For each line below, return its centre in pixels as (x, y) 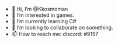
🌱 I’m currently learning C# (44, 21)
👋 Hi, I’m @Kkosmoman (40, 9)
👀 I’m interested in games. (43, 15)
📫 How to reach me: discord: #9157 (55, 34)
